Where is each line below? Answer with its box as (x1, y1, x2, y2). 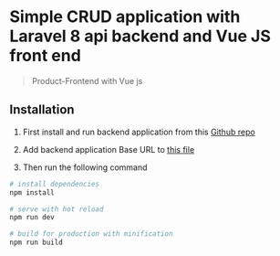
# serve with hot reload (9, 204, 104, 214)
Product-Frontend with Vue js (31, 75, 143, 86)
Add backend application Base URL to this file (22, 144, 195, 155)
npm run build (9, 238, 64, 248)
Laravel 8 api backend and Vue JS (9, 26, 272, 47)
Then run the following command (22, 162, 148, 173)
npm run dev (9, 213, 55, 222)
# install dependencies (9, 179, 100, 188)
